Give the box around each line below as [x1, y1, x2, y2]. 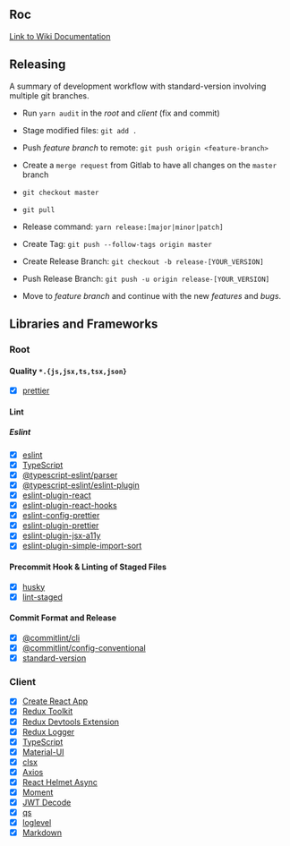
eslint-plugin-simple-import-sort [21, 541, 142, 551]
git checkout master [21, 188, 99, 197]
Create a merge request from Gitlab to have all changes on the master [21, 159, 277, 170]
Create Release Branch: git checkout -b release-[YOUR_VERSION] [21, 255, 264, 267]
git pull [21, 205, 55, 214]
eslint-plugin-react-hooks [21, 500, 118, 511]
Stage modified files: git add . [21, 124, 137, 135]
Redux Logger [21, 726, 75, 737]
